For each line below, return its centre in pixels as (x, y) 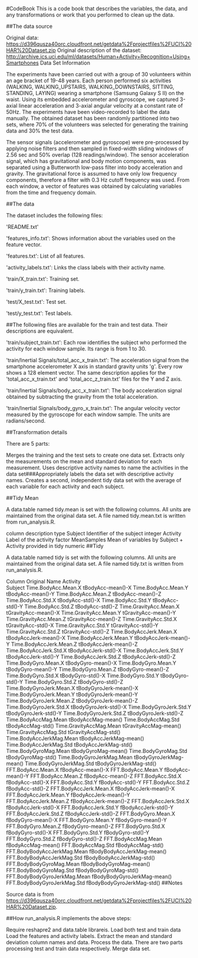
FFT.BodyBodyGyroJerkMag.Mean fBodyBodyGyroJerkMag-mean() (89, 876)
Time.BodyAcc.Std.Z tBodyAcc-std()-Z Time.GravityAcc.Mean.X (102, 606)
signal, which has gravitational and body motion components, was (86, 161)
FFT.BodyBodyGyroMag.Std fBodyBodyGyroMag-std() (72, 870)
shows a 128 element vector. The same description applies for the (86, 373)
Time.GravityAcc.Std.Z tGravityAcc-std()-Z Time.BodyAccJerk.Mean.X (92, 631)
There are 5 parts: (28, 444)
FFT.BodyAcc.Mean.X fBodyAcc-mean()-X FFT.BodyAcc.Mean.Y (85, 770)
